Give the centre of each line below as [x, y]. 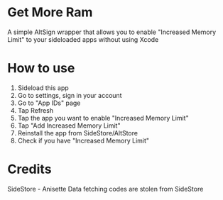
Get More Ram [50, 12]
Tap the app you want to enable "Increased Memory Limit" [103, 118]
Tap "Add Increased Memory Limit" [69, 126]
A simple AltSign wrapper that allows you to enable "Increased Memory [112, 32]
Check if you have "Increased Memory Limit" [83, 140]
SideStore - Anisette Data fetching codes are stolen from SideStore [105, 189]
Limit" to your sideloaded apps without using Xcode [83, 39]
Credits [29, 169]
